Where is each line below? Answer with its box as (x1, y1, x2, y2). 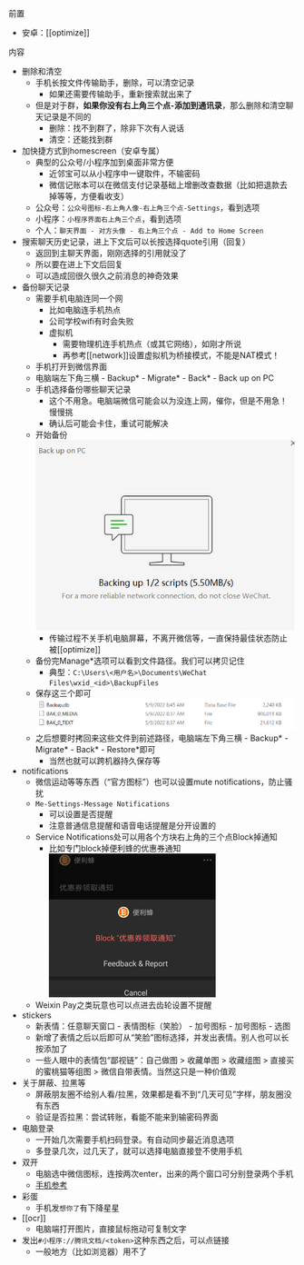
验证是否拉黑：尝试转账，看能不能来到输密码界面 (34, 1111, 219, 1122)
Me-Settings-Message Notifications (34, 800, 170, 809)
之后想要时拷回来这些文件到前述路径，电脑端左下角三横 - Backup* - (34, 732, 289, 743)
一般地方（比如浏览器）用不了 (34, 1246, 147, 1257)
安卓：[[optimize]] (21, 27, 90, 38)
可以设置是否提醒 (48, 809, 113, 820)
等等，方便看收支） (56, 191, 129, 202)
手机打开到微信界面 (34, 362, 108, 372)
